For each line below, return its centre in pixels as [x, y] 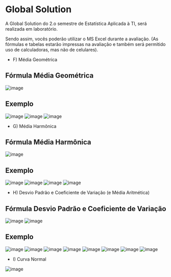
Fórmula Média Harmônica [48, 142]
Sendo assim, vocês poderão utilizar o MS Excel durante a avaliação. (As [82, 39]
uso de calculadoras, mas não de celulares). [52, 49]
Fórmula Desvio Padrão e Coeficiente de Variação [86, 208]
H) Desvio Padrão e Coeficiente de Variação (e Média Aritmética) [81, 193]
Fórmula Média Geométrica [50, 76]
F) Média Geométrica [35, 59]
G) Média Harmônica [34, 126]
